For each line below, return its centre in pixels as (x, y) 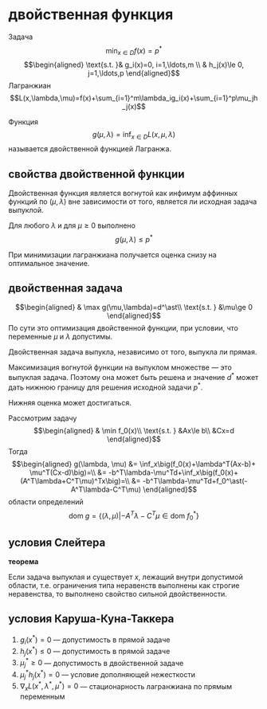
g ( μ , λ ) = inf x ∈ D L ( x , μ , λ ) (134, 135)
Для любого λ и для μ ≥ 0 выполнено (72, 225)
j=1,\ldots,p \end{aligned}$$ (134, 73)
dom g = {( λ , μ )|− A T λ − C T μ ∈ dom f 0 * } (134, 516)
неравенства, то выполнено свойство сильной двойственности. (118, 594)
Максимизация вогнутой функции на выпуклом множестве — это (120, 367)
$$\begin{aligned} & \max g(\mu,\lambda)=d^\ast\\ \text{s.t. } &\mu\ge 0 (134, 307)
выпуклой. (26, 210)
